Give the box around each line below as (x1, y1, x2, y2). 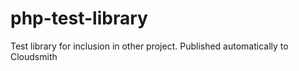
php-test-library (10, 7, 148, 30)
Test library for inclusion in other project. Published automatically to (10, 40, 289, 52)
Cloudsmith (10, 50, 58, 62)
